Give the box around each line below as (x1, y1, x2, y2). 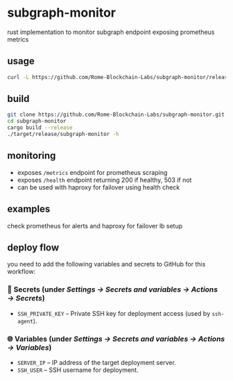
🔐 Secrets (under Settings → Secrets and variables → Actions (7, 285, 218, 294)
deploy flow (7, 242, 60, 253)
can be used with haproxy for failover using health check (17, 183, 180, 192)
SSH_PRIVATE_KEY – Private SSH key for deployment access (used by (17, 309, 211, 317)
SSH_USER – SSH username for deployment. (17, 366, 139, 374)
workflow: (7, 267, 36, 276)
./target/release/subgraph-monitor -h (7, 130, 119, 138)
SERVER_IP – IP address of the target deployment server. (17, 358, 177, 366)
